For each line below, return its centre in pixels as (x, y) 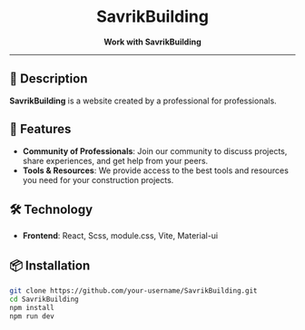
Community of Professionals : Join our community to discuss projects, (155, 150)
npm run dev (32, 316)
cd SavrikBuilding (44, 300)
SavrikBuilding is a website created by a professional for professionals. (143, 101)
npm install (32, 307)
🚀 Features (40, 129)
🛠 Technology (51, 209)
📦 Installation (50, 265)
